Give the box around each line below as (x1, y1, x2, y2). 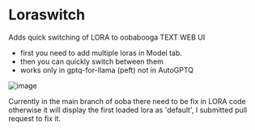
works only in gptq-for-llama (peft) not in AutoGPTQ (19, 65, 194, 74)
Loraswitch (8, 6, 86, 24)
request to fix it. (8, 113, 62, 123)
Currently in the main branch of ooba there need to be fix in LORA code (8, 96, 247, 106)
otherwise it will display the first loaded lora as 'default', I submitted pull (8, 105, 248, 115)
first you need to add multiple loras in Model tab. (19, 48, 182, 57)
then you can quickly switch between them (19, 57, 164, 66)
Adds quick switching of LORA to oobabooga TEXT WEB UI (8, 32, 206, 42)
